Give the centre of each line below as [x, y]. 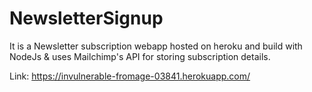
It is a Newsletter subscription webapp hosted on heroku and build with [156, 46]
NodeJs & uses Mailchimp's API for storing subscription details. [140, 56]
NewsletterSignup [86, 18]
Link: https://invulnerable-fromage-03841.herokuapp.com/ [130, 76]
